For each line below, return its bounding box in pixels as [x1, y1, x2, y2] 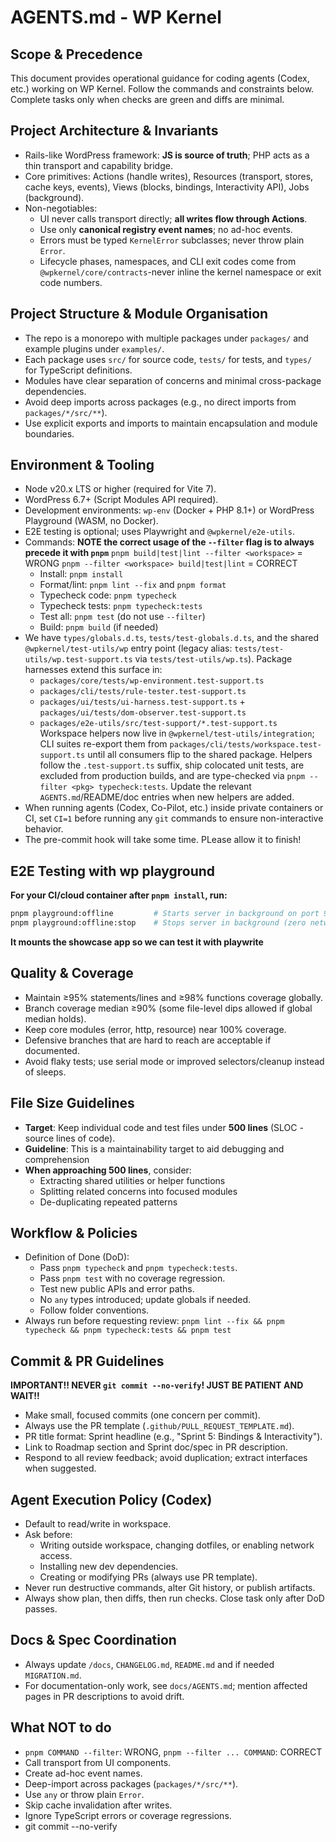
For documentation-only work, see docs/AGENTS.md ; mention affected [24, 1679, 308, 1691]
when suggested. [24, 1462, 97, 1475]
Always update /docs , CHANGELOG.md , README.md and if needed [24, 1658, 275, 1670]
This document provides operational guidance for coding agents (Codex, [10, 72, 310, 84]
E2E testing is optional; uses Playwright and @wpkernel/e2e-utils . [24, 526, 295, 538]
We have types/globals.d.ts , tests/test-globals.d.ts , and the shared [24, 632, 319, 644]
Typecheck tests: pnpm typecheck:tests [39, 600, 203, 612]
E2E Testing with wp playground [10, 862, 216, 880]
